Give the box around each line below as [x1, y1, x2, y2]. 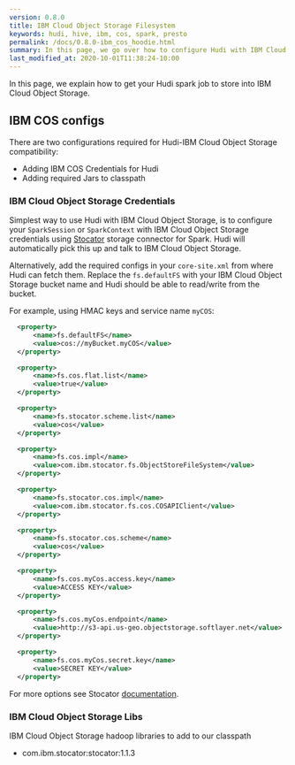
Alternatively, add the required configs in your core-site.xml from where [9, 260, 274, 271]
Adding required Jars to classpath [21, 172, 146, 183]
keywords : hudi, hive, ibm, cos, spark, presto [9, 29, 188, 38]
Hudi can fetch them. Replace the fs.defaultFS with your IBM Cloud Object [9, 270, 283, 280]
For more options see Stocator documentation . [9, 688, 179, 699]
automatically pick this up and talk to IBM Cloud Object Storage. [9, 243, 241, 254]
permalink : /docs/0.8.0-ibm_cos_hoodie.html [9, 37, 176, 47]
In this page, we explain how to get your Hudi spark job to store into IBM [9, 79, 272, 88]
